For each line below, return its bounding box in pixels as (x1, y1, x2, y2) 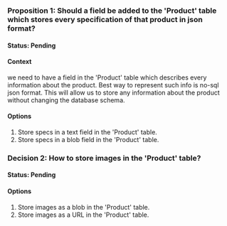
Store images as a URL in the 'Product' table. (17, 210, 149, 219)
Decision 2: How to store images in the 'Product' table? (7, 153, 201, 163)
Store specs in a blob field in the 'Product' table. (17, 135, 159, 144)
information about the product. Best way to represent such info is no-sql (7, 80, 219, 89)
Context (7, 58, 32, 66)
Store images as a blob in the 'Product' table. (17, 203, 150, 211)
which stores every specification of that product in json (7, 14, 203, 24)
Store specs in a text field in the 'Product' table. (17, 127, 158, 136)
